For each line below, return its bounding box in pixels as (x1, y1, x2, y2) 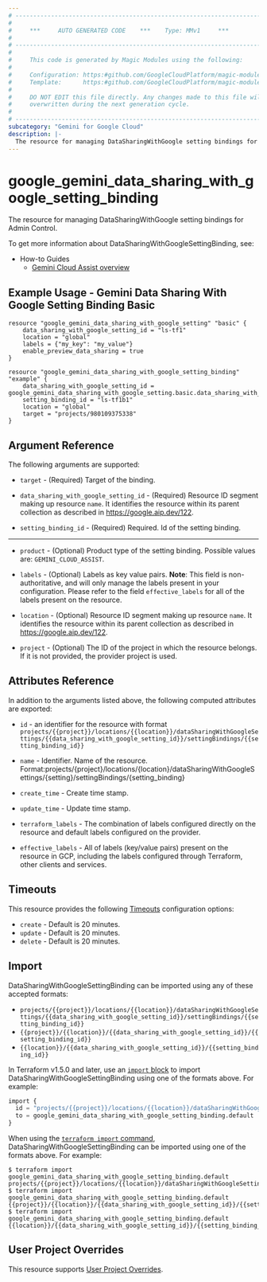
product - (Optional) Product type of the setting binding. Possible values (19, 546, 256, 556)
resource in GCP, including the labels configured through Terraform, (19, 851, 243, 861)
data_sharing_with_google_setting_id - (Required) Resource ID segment (19, 491, 259, 500)
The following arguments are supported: (8, 459, 141, 470)
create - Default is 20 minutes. (19, 919, 121, 928)
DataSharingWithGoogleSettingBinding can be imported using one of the (8, 1142, 246, 1151)
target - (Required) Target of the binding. (19, 475, 156, 485)
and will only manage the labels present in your (64, 578, 220, 588)
